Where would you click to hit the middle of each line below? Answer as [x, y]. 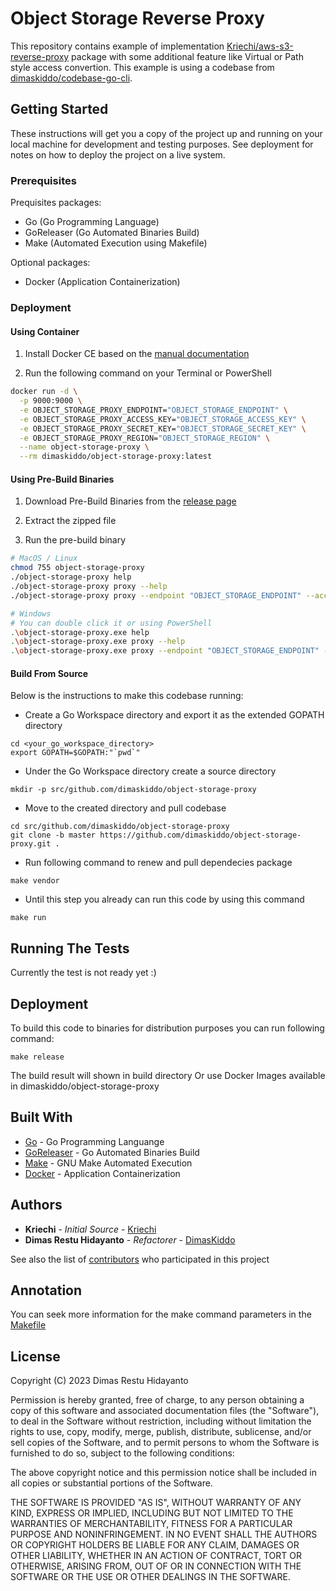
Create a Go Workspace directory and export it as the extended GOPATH [174, 715]
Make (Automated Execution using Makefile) [116, 243]
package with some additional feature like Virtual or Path [187, 56]
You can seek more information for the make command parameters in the [161, 1314]
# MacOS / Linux [44, 558]
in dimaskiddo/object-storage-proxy [85, 1086]
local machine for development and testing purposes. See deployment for [162, 144]
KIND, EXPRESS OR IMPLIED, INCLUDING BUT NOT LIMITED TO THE [152, 1513]
